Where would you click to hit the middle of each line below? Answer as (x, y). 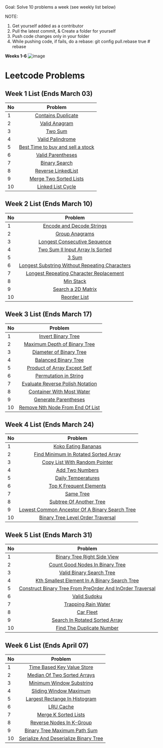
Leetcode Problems (45, 76)
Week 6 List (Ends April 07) (47, 645)
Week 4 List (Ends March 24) (50, 425)
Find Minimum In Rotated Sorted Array (77, 455)
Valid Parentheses (57, 155)
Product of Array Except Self (59, 368)
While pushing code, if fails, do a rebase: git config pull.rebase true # (81, 41)
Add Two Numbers (77, 470)
